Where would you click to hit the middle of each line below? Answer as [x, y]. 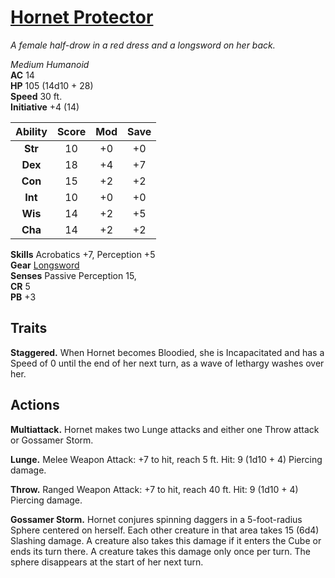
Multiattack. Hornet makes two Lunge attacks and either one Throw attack [165, 429]
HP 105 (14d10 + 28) [52, 85]
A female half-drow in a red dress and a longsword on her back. [143, 45]
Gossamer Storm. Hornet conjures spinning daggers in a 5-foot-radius [156, 519]
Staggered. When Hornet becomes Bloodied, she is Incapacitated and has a [167, 352]
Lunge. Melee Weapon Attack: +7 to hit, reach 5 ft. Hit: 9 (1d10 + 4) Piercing [166, 459]
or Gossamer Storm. [52, 440]
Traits [29, 328]
